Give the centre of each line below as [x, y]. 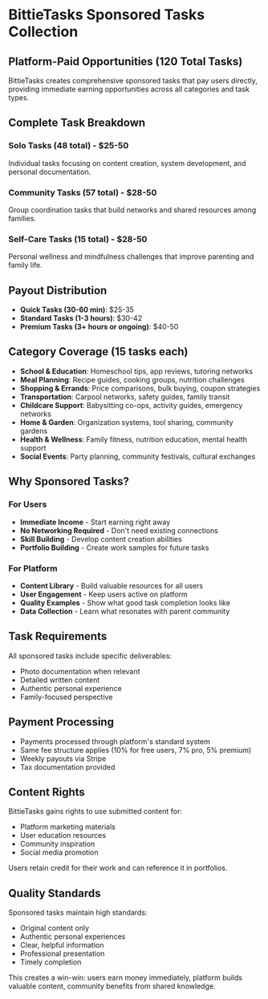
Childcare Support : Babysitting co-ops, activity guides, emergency [131, 405]
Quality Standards [55, 893]
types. [19, 97]
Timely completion [51, 962]
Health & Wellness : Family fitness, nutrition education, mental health [133, 439]
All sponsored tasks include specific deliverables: [90, 656]
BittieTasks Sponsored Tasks [107, 15]
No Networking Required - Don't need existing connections [119, 530]
